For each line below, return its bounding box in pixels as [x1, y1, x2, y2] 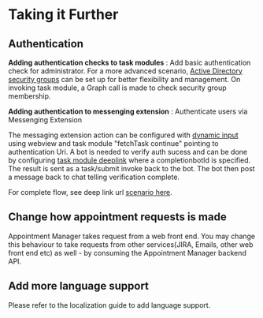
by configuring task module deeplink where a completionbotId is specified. [8, 155, 251, 165]
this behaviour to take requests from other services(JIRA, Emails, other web [8, 239, 254, 249]
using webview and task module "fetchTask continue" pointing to [8, 139, 219, 148]
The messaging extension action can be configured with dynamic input [8, 130, 239, 140]
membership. [8, 92, 51, 100]
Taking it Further [8, 6, 119, 24]
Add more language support [8, 279, 150, 293]
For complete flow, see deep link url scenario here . [8, 188, 173, 196]
